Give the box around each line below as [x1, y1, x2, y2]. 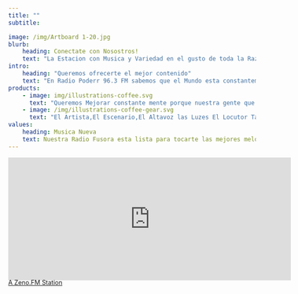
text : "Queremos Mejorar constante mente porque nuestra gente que [28, 99, 256, 107]
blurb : [8, 40, 30, 48]
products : [8, 84, 41, 92]
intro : [8, 62, 30, 71]
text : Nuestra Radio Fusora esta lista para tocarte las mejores [22, 135, 241, 143]
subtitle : [8, 19, 41, 27]
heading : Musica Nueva [22, 128, 97, 136]
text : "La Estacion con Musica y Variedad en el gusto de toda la [22, 55, 245, 63]
